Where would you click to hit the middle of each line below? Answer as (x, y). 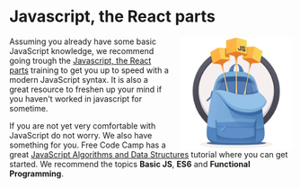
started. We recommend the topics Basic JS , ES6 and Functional (130, 164)
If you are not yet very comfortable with (83, 125)
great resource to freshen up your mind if (86, 89)
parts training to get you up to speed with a (89, 70)
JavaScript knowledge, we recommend (82, 50)
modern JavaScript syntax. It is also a (79, 79)
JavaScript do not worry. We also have (81, 135)
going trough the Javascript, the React (80, 60)
